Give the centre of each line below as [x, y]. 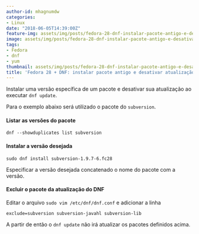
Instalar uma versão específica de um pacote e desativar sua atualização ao [99, 89]
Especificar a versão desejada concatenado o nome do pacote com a [91, 169]
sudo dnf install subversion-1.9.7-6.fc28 [59, 158]
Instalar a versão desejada [39, 146]
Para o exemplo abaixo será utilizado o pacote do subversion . [81, 107]
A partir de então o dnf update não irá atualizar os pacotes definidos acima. [98, 224]
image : [14, 39]
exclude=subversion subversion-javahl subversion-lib [74, 213]
